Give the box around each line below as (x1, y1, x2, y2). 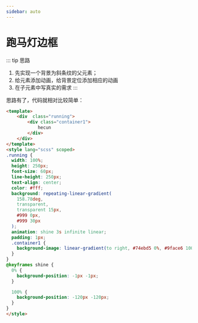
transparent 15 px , (16, 207, 62, 213)
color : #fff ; (11, 185, 44, 191)
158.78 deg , (16, 196, 44, 202)
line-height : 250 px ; (11, 174, 62, 180)
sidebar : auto (6, 8, 41, 15)
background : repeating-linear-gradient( (11, 190, 112, 197)
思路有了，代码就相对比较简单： (6, 96, 84, 103)
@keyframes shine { (6, 262, 54, 268)
